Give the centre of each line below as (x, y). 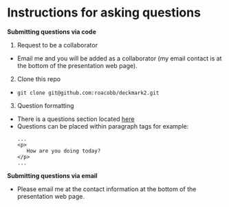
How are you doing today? (64, 151)
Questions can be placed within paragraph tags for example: (103, 126)
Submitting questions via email (52, 175)
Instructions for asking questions (104, 13)
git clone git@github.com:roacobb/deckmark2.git (88, 93)
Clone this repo (39, 79)
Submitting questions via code (52, 32)
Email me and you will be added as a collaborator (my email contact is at (119, 58)
